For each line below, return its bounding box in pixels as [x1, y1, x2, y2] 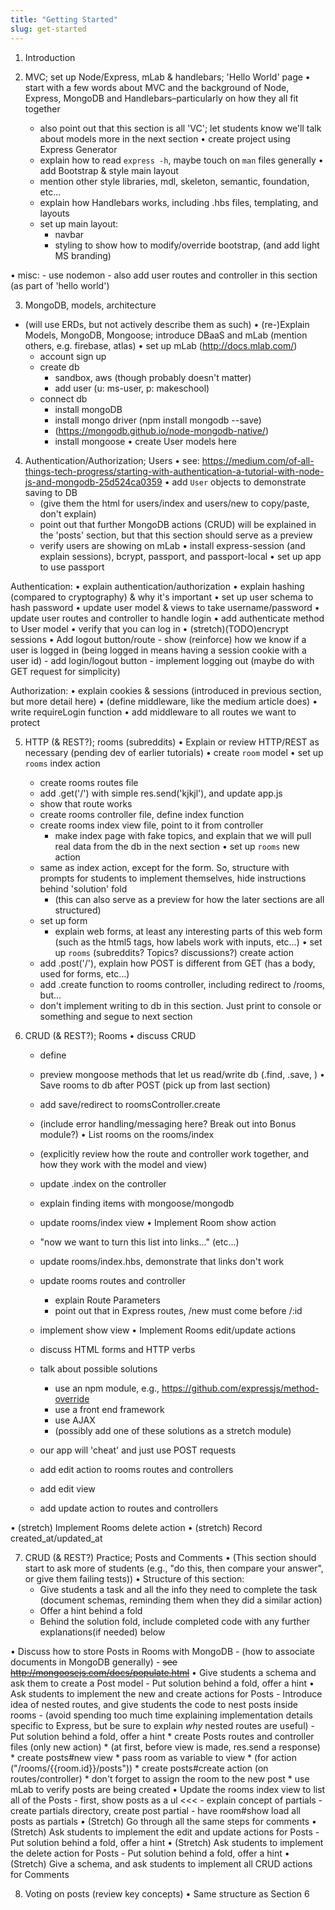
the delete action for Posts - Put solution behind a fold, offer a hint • [10, 1847, 290, 1859]
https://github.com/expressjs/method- [161, 1382, 320, 1394]
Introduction [24, 51, 76, 63]
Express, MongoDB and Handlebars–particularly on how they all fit [24, 92, 299, 104]
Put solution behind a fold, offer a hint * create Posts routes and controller [10, 1730, 315, 1742]
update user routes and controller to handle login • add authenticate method [10, 612, 325, 624]
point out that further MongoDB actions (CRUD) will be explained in [39, 518, 317, 530]
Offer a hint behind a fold [39, 1604, 143, 1616]
